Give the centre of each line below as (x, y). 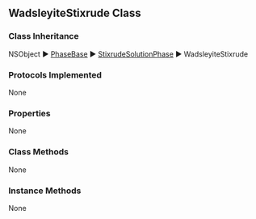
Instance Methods (45, 191)
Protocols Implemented (55, 74)
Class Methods (38, 152)
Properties (29, 113)
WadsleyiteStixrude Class (75, 13)
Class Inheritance (44, 36)
